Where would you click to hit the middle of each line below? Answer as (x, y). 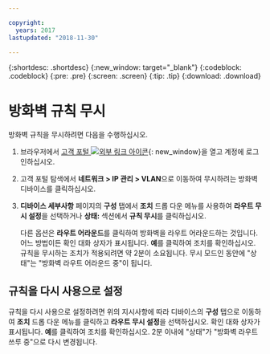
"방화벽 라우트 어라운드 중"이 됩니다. (96, 263)
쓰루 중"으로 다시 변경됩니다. (53, 342)
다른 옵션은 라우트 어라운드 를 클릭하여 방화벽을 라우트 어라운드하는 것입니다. (139, 233)
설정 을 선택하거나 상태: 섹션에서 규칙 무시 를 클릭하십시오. (117, 216)
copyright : (27, 22)
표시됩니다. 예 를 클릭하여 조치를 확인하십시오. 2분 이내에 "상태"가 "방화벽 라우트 (133, 332)
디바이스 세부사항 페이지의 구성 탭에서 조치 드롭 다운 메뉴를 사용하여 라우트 (137, 206)
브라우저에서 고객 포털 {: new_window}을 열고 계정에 (132, 152)
